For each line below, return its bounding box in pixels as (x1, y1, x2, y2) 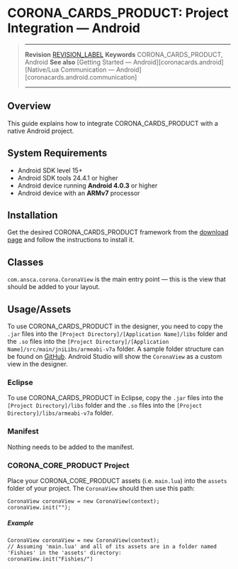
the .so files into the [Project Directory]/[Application (7, 337, 169, 345)
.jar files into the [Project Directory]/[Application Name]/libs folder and (7, 330, 228, 338)
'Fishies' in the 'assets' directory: (7, 549, 122, 556)
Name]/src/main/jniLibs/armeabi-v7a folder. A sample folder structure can (7, 345, 225, 353)
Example (7, 519, 34, 527)
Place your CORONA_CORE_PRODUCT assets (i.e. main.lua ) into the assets (7, 476, 227, 484)
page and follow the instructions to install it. (7, 236, 135, 244)
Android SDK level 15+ (17, 166, 83, 175)
